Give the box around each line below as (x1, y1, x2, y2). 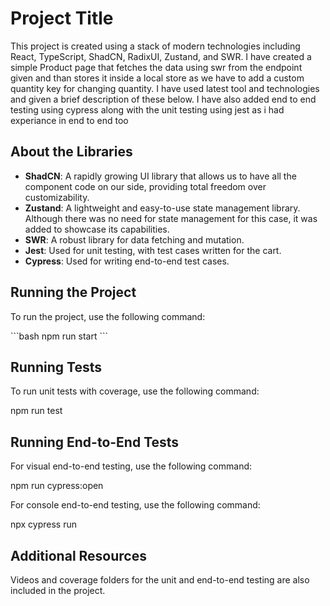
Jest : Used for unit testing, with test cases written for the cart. (24, 244, 282, 256)
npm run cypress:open (10, 480, 104, 492)
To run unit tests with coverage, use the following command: (10, 385, 260, 397)
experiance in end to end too (10, 114, 129, 126)
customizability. (24, 191, 90, 203)
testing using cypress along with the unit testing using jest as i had (10, 103, 285, 116)
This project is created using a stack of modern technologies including (10, 40, 301, 52)
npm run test (10, 405, 63, 417)
